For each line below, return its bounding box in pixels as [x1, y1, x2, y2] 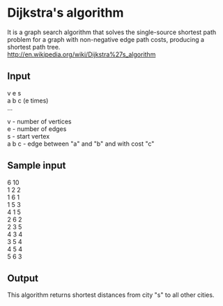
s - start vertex [7, 132, 50, 140]
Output [7, 272, 38, 284]
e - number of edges [7, 124, 67, 133]
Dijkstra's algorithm [7, 5, 124, 21]
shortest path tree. [7, 43, 61, 51]
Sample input [7, 160, 66, 171]
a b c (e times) [7, 96, 49, 105]
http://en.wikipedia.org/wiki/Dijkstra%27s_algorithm [7, 50, 156, 59]
